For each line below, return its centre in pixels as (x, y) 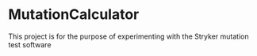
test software (30, 44)
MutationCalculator (74, 15)
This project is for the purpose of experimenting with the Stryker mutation (128, 36)
